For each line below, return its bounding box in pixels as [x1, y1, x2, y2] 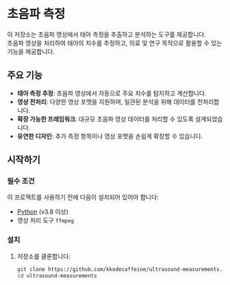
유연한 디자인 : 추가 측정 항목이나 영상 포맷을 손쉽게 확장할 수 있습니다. [16, 132, 203, 140]
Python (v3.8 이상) [16, 207, 68, 216]
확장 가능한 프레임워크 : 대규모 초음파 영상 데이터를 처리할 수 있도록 [16, 115, 194, 123]
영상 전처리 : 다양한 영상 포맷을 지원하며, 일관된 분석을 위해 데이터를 [16, 98, 196, 106]
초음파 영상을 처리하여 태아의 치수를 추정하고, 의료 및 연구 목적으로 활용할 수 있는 [7, 38, 222, 47]
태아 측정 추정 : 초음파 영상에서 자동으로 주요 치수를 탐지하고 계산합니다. [16, 89, 207, 97]
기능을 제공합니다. [7, 47, 55, 56]
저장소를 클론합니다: [16, 252, 71, 260]
